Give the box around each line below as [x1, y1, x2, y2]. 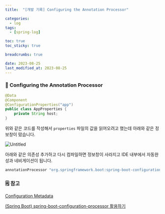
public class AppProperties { [5, 107, 67, 112]
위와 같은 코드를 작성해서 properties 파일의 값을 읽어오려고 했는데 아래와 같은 [5, 125, 154, 131]
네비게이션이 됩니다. [14, 158, 53, 164]
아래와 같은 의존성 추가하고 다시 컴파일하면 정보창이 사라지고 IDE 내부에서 [5, 152, 146, 157]
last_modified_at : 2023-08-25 [5, 65, 67, 70]
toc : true [5, 39, 26, 44]
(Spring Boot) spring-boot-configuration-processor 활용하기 [5, 203, 126, 209]
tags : [5, 25, 16, 30]
